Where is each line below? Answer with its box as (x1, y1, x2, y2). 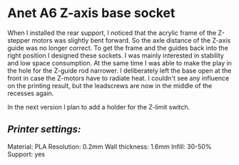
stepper (7, 36, 31, 44)
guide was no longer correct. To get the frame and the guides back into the (7, 43, 228, 52)
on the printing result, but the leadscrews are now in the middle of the (7, 81, 213, 90)
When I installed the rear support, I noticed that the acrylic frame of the (7, 28, 217, 37)
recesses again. (7, 89, 54, 97)
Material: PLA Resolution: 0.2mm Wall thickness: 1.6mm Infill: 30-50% (7, 142, 212, 151)
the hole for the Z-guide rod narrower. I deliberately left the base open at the (7, 66, 232, 75)
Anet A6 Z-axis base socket (7, 5, 176, 21)
